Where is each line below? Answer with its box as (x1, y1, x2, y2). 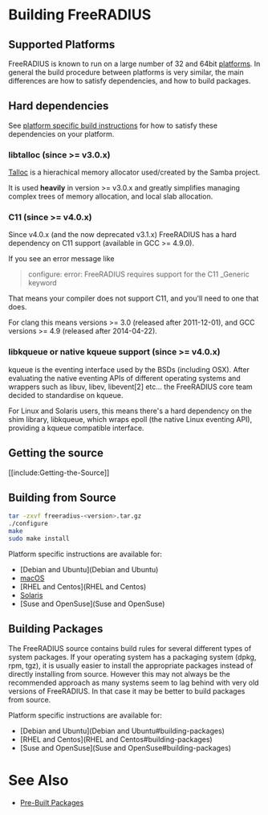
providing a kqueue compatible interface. (8, 423, 144, 432)
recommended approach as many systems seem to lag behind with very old (8, 678, 259, 687)
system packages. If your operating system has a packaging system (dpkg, (8, 652, 257, 661)
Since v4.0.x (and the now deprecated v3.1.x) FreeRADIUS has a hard (8, 230, 237, 240)
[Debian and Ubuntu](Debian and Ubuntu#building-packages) (19, 726, 225, 735)
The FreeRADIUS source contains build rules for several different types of (8, 643, 252, 653)
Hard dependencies (8, 99, 109, 113)
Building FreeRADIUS (8, 6, 152, 24)
